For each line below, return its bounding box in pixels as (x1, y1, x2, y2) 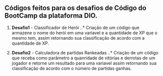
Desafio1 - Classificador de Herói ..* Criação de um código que (11, 25, 140, 30)
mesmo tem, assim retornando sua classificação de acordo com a (11, 35, 145, 41)
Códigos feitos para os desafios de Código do (4, 4, 146, 12)
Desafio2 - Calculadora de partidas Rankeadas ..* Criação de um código (11, 50, 159, 55)
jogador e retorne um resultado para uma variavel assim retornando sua (11, 60, 157, 66)
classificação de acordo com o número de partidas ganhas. (11, 65, 132, 71)
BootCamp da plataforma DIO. (4, 12, 98, 20)
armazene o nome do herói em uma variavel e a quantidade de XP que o (11, 29, 158, 36)
